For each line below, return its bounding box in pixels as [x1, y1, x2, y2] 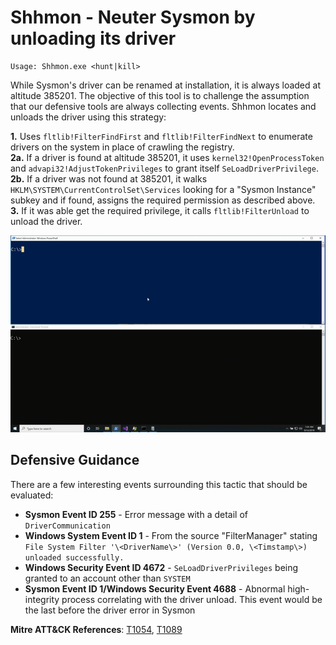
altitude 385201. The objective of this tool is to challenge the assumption [10, 89, 310, 101]
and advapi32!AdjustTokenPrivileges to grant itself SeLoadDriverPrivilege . [10, 162, 319, 174]
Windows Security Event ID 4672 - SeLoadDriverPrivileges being [24, 561, 299, 573]
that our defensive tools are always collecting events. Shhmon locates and [10, 100, 317, 112]
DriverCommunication [24, 521, 111, 531]
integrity [24, 593, 60, 605]
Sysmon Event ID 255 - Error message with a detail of [24, 508, 248, 520]
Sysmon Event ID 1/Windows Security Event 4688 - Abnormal [24, 582, 286, 595]
